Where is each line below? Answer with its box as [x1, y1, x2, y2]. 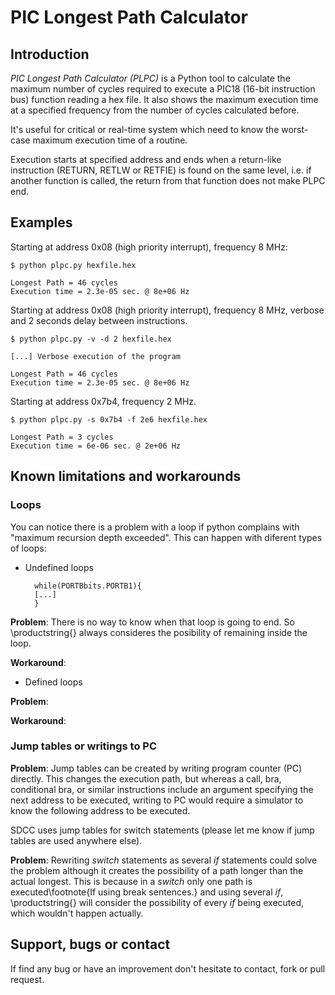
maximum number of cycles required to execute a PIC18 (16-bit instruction [10, 83, 316, 95]
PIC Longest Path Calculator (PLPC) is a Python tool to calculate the [10, 72, 291, 84]
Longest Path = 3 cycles [10, 432, 114, 442]
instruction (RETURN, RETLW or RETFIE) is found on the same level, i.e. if [10, 164, 312, 176]
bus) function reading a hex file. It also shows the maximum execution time [10, 94, 319, 105]
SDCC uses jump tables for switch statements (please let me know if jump [10, 824, 315, 836]
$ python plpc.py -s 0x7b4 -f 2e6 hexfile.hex [10, 414, 208, 425]
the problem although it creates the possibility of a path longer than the [10, 864, 304, 876]
